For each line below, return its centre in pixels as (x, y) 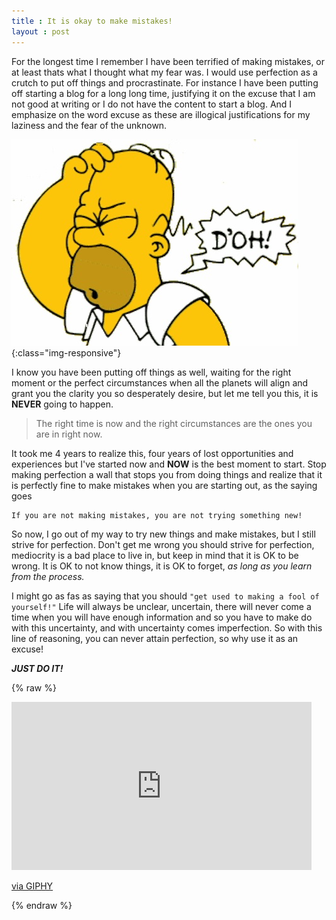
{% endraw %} (42, 905)
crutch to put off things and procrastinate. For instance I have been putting (165, 82)
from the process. (48, 576)
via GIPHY (32, 886)
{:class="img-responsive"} (66, 352)
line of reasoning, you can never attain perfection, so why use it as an (155, 638)
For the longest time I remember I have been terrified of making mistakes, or (168, 61)
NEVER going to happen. (62, 404)
